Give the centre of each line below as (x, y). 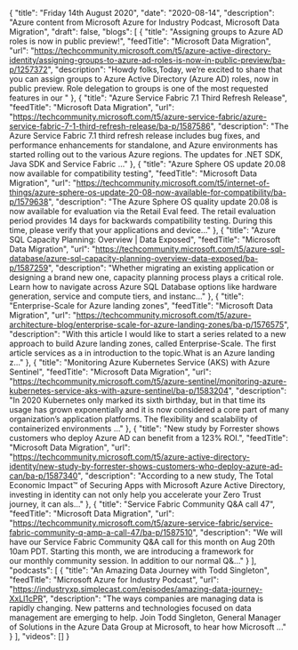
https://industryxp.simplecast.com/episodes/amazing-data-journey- (138, 589)
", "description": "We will (238, 532)
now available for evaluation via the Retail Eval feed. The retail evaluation (142, 211)
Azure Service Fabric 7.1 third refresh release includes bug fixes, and (135, 136)
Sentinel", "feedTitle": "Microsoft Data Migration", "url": (110, 372)
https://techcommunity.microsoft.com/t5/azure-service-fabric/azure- (140, 116)
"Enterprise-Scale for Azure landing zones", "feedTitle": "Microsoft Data (141, 305)
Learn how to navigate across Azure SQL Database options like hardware (143, 287)
